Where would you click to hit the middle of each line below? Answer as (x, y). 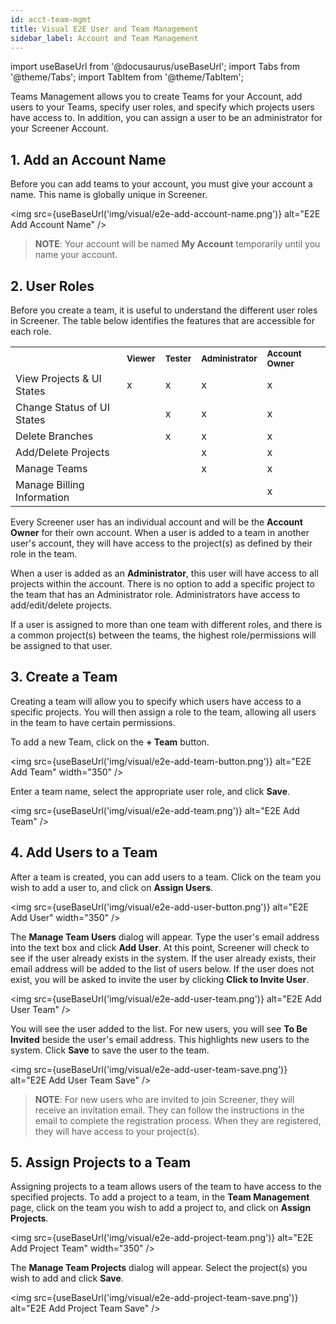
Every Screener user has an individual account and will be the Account (156, 522)
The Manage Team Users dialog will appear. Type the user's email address (165, 937)
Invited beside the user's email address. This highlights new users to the (160, 1039)
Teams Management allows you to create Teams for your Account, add (156, 97)
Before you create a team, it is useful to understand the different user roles (164, 310)
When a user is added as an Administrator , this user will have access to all (164, 573)
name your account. (76, 255)
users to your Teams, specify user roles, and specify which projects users (162, 107)
